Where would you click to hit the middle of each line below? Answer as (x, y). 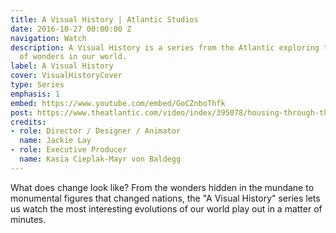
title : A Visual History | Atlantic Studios (104, 19)
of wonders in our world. (73, 57)
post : (21, 112)
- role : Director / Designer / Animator (96, 131)
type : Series (37, 85)
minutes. (28, 219)
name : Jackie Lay (55, 141)
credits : (28, 122)
